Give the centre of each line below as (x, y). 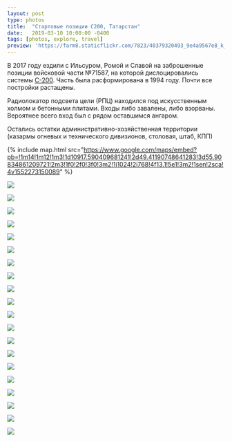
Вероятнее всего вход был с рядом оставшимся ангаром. (93, 116)
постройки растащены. (41, 88)
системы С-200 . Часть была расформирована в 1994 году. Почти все (110, 80)
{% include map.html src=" (46, 150)
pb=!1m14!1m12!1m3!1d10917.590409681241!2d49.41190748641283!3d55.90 (115, 157)
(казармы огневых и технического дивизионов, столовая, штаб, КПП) (110, 136)
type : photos (26, 20)
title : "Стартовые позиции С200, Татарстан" (74, 26)
